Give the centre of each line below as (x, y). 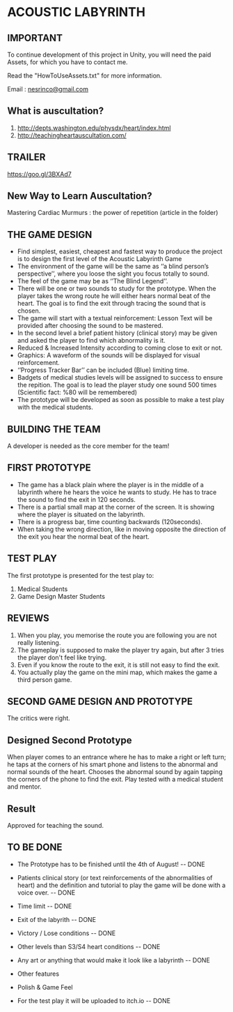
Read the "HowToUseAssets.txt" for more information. (85, 75)
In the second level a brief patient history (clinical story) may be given (117, 333)
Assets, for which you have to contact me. (67, 62)
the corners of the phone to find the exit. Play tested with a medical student (115, 780)
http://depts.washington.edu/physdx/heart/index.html (94, 128)
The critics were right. (39, 718)
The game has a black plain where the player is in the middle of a (110, 484)
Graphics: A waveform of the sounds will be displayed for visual (109, 355)
